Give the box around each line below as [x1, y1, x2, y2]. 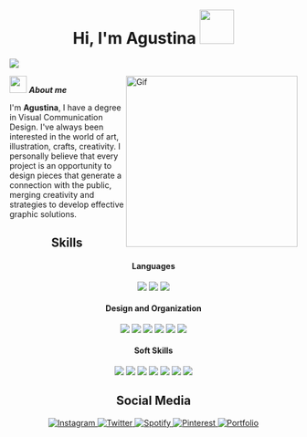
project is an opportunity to [9, 160, 112, 171]
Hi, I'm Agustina [72, 28, 196, 49]
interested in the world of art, [9, 130, 119, 141]
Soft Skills [133, 345, 174, 356]
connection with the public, [9, 179, 112, 191]
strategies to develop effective [9, 199, 124, 210]
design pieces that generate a [9, 170, 122, 181]
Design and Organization [105, 303, 202, 314]
